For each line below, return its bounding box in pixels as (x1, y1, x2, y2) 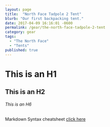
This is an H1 (5, 68, 57, 79)
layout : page (5, 7, 32, 12)
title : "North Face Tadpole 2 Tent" (5, 12, 82, 16)
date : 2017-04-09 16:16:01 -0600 (5, 20, 73, 26)
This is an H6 (5, 101, 32, 107)
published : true (5, 48, 38, 52)
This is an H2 (5, 88, 45, 96)
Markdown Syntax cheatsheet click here (5, 116, 86, 122)
